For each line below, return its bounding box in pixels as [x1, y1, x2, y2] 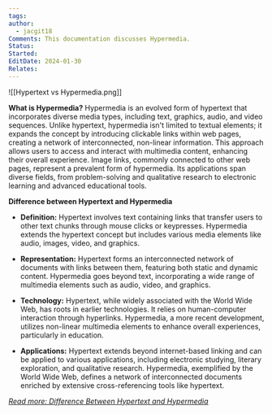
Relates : [8, 65, 38, 73]
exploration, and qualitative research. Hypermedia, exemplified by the [19, 363, 253, 373]
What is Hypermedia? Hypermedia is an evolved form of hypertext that [8, 102, 248, 112]
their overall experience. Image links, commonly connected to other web [8, 155, 250, 164]
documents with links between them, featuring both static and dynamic [19, 262, 258, 272]
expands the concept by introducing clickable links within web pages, [8, 129, 242, 138]
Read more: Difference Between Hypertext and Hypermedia [8, 396, 209, 406]
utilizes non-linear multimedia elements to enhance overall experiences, [19, 321, 261, 331]
